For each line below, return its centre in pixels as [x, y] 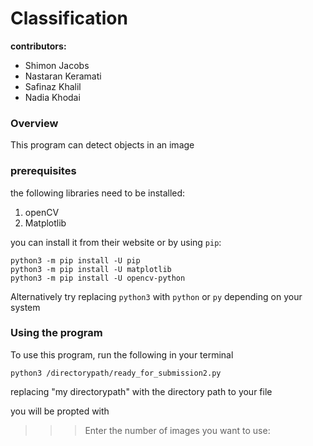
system [25, 307]
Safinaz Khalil [53, 86]
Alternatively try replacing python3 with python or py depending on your [156, 296]
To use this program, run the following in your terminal [122, 354]
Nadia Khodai [52, 97]
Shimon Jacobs [57, 65]
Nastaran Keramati [63, 76]
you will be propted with [60, 411]
